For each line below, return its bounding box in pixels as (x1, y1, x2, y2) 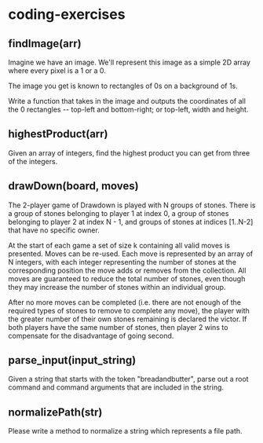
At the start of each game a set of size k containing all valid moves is (8, 240, 230, 250)
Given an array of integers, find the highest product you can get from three (8, 148, 250, 158)
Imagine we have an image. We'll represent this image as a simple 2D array (8, 57, 251, 67)
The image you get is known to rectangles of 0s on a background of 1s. (8, 81, 238, 90)
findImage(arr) (8, 37, 82, 50)
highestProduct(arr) (8, 127, 108, 141)
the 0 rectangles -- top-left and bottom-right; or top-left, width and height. (8, 104, 249, 114)
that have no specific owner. (8, 225, 100, 235)
